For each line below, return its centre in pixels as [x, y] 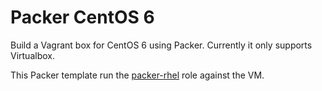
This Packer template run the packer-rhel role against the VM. [137, 75]
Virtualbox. [32, 55]
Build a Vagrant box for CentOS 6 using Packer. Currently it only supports [161, 45]
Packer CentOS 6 [82, 17]
